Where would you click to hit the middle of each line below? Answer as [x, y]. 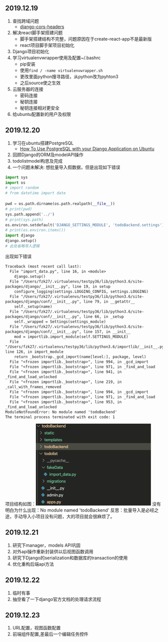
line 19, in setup [91, 286]
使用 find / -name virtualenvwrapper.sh [61, 70]
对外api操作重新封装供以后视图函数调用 [53, 551]
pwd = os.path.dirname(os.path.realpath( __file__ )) [60, 204]
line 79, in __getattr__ [109, 301]
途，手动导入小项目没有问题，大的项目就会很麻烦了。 [60, 516]
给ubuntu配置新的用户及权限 [42, 114]
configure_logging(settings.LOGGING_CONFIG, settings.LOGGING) [81, 291]
